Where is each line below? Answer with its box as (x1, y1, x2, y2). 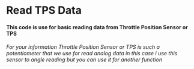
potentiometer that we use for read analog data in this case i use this (6, 50, 178, 57)
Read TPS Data (6, 4, 82, 17)
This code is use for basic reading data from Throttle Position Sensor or (6, 23, 188, 30)
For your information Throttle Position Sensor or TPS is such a (6, 43, 160, 51)
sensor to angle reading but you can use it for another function (6, 56, 163, 63)
